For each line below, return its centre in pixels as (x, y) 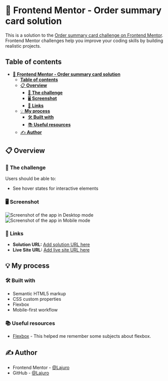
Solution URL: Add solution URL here (51, 245)
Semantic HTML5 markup (39, 293)
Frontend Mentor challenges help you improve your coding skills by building (84, 41)
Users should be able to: (31, 179)
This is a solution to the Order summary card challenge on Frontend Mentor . (84, 35)
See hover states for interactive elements (55, 188)
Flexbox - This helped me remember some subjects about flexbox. (82, 336)
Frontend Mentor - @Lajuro (41, 367)
